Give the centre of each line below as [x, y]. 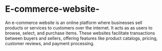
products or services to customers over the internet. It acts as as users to [79, 27]
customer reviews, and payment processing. [50, 43]
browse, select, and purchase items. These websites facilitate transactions [80, 33]
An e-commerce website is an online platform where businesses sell [74, 23]
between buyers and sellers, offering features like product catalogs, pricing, [81, 38]
